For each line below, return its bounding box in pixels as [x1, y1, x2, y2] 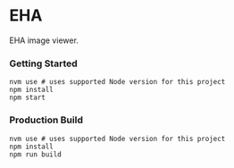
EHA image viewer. [9, 35, 79, 46]
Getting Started [9, 57, 78, 70]
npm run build [9, 149, 63, 159]
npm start [9, 93, 46, 103]
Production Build [9, 113, 83, 126]
